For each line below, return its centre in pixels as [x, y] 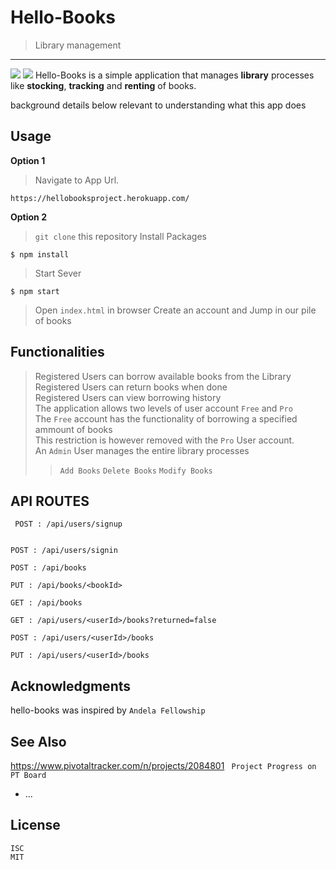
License [35, 825]
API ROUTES [50, 501]
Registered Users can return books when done [131, 387]
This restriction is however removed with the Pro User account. [164, 440]
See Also [38, 741]
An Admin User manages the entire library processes [142, 450]
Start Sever [58, 273]
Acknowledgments [71, 686]
